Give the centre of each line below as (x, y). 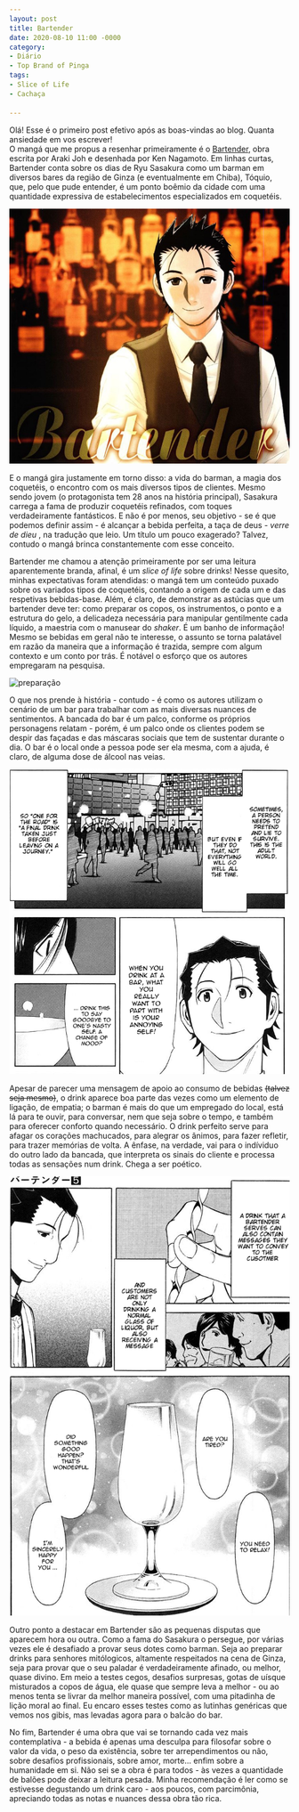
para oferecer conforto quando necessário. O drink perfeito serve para (139, 1125)
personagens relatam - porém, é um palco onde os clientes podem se (137, 728)
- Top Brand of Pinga (49, 66)
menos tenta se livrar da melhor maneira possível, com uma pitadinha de (142, 1695)
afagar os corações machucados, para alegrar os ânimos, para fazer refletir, (149, 1135)
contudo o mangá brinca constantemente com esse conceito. (122, 544)
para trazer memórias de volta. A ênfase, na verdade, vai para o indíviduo (144, 1145)
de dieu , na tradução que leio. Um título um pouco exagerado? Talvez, (139, 534)
